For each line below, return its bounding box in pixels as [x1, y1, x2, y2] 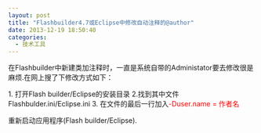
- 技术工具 [15, 41, 46, 49]
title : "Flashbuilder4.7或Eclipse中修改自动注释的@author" [8, 19, 194, 27]
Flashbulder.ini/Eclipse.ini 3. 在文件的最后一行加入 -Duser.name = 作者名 [8, 99, 240, 109]
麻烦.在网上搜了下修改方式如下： [8, 73, 114, 82]
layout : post [8, 11, 51, 20]
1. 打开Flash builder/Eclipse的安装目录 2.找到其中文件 [8, 89, 179, 99]
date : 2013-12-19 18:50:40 [8, 26, 96, 34]
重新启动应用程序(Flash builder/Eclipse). [8, 116, 137, 125]
